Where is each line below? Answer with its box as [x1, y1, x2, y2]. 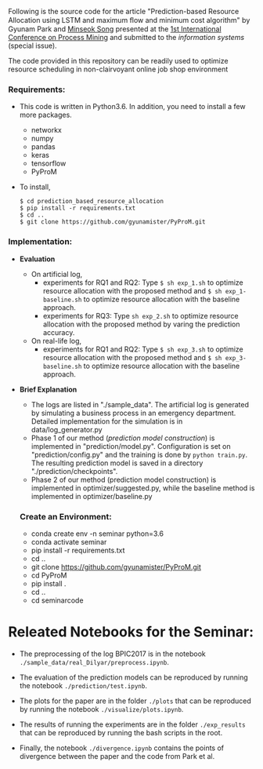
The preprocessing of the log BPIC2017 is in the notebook [19, 649, 206, 658]
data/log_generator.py [31, 425, 103, 434]
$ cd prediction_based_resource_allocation [19, 198, 164, 206]
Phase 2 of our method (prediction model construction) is [31, 475, 217, 484]
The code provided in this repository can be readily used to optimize [8, 56, 229, 65]
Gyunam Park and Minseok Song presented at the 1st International [8, 24, 222, 34]
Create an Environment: [19, 511, 112, 522]
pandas [31, 142, 56, 151]
